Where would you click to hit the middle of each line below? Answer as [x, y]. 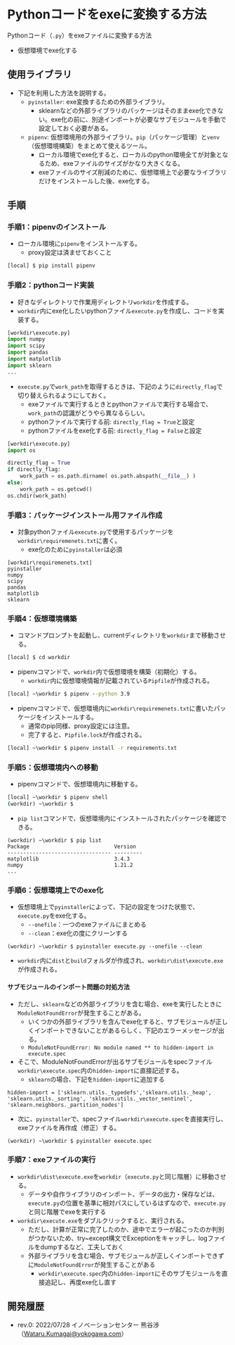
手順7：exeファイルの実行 [52, 1160]
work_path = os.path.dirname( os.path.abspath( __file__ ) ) [108, 476]
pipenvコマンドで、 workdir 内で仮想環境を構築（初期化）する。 [109, 672]
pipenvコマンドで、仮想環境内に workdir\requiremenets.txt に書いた [115, 708]
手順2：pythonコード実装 [51, 285]
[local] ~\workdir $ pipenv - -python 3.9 [69, 694]
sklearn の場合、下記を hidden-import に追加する [96, 1079]
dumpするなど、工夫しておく [82, 1246]
